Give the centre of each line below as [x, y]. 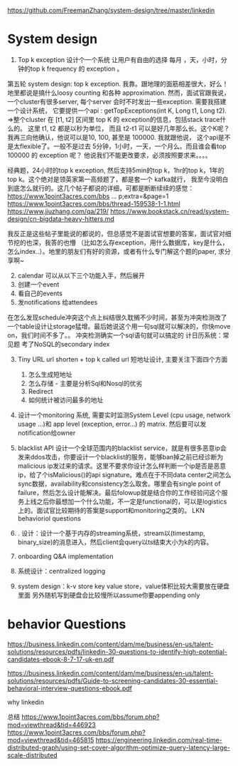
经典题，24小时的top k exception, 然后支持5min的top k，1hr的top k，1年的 [116, 170]
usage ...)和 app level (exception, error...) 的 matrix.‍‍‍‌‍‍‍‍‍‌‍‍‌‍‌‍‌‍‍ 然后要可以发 [112, 424]
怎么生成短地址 [50, 374]
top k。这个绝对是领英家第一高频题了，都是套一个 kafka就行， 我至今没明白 [118, 179]
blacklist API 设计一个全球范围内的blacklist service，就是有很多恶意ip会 [122, 448]
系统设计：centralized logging [61, 571]
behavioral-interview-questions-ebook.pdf [70, 688]
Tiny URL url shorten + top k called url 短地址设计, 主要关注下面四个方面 [123, 359]
